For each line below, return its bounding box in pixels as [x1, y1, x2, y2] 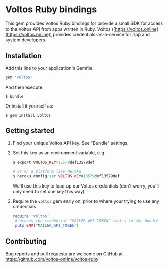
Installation [5, 51, 42, 60]
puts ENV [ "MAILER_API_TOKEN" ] [15, 223, 79, 228]
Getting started [5, 126, 55, 136]
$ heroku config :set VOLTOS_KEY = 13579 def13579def [12, 174, 120, 179]
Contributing [5, 237, 47, 246]
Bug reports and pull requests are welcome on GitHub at [5, 251, 123, 257]
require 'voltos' [12, 213, 50, 219]
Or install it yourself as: [5, 103, 53, 109]
